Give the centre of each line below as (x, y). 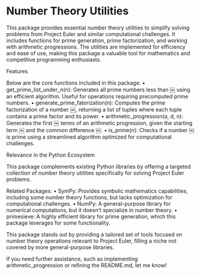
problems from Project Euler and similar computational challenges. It (91, 34)
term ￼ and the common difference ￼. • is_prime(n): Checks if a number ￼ (100, 130)
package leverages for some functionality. (58, 223)
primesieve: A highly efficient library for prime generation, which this (91, 216)
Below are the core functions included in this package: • (76, 83)
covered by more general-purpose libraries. (60, 247)
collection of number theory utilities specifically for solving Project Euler (95, 173)
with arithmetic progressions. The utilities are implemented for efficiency (96, 47)
